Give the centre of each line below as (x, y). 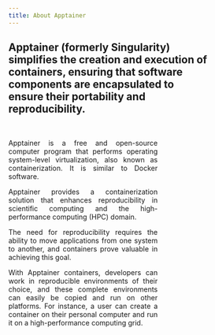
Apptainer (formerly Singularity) (89, 48)
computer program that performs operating (83, 151)
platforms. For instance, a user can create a (83, 306)
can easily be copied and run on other (83, 298)
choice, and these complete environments (83, 289)
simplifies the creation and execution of (108, 60)
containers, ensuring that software (95, 72)
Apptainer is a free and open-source (83, 143)
